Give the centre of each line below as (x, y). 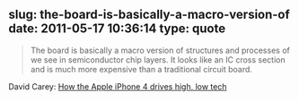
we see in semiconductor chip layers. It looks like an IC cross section (158, 59)
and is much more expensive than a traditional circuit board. (141, 69)
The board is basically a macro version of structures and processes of (160, 50)
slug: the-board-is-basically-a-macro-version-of (149, 15)
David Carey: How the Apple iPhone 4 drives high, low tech (118, 86)
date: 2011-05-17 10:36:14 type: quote (117, 29)
